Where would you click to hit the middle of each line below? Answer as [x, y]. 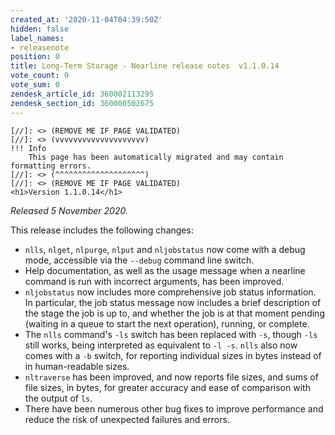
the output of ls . [58, 398]
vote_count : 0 [40, 76]
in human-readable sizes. [77, 366]
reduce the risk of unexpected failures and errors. [127, 419]
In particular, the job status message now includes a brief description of [173, 302]
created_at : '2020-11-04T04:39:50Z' [86, 19]
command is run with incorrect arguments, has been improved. [154, 281]
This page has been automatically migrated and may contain [156, 157]
